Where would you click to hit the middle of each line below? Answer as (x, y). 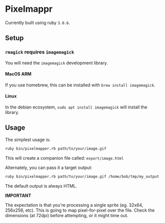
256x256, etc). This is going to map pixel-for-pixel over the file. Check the (80, 210)
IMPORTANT (18, 195)
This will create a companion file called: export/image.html (64, 158)
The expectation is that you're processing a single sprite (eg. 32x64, (74, 205)
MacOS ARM (18, 74)
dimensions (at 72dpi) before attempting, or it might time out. (67, 215)
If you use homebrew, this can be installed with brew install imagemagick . (80, 85)
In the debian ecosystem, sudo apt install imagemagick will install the (76, 107)
